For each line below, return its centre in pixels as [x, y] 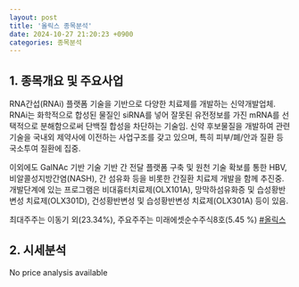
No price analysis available [58, 272]
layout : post [33, 17]
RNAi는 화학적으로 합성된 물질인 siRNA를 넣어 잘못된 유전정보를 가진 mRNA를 [145, 115]
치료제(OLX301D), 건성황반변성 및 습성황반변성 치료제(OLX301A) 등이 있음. [157, 201]
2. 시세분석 [38, 250]
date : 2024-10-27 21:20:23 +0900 [71, 34]
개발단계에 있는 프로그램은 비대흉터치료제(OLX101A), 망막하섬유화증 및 [132, 190]
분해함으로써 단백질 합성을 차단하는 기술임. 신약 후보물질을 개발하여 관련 [165, 127]
